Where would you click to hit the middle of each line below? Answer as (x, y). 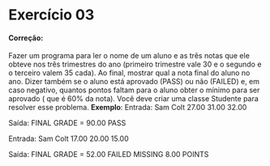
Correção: (26, 37)
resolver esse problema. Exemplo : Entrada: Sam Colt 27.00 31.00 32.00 (128, 108)
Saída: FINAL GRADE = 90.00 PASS (67, 123)
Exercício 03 (51, 15)
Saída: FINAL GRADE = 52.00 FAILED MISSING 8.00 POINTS (109, 155)
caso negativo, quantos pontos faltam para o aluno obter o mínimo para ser (134, 90)
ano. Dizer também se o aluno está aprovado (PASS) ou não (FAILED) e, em (134, 82)
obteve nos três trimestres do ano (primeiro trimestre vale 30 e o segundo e (135, 64)
